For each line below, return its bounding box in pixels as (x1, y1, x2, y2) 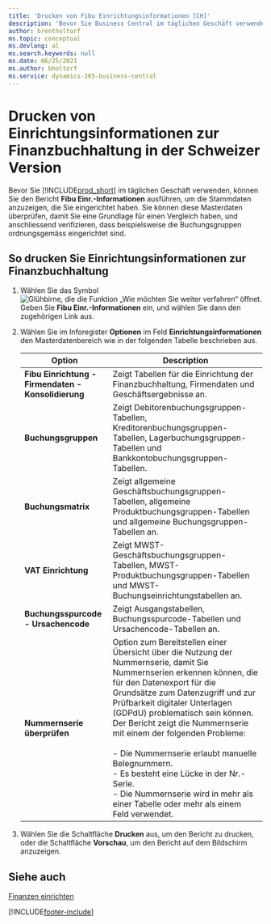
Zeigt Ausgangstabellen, (112, 604, 206, 615)
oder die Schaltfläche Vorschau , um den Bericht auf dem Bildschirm (19, 838, 248, 848)
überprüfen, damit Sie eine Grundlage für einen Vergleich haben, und (8, 211, 238, 221)
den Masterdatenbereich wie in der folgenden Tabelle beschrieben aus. (19, 336, 258, 345)
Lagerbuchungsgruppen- (148, 432, 247, 443)
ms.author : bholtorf (8, 65, 78, 73)
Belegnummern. (112, 758, 173, 769)
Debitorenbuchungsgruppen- (134, 402, 248, 413)
